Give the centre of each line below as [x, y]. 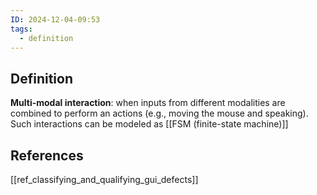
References [47, 155]
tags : [21, 29]
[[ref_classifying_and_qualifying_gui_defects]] [104, 179]
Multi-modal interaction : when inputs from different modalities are [148, 103]
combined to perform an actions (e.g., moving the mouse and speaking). [159, 113]
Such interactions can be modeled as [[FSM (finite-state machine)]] [149, 124]
